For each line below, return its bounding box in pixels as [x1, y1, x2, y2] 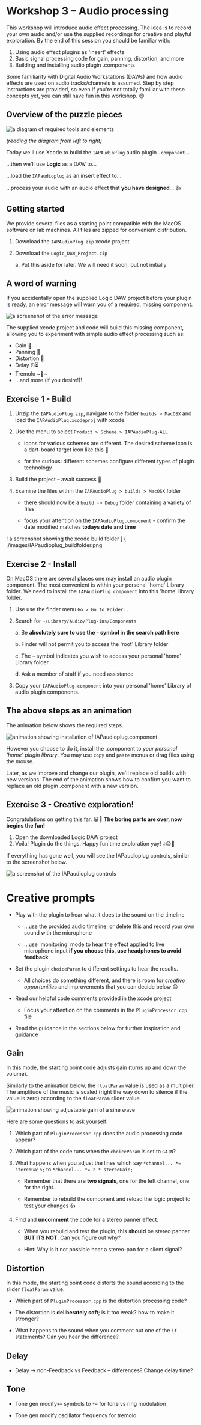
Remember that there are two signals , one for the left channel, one [23, 1177, 190, 1185]
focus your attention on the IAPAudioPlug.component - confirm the [23, 517, 186, 524]
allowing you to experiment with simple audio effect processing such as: [6, 331, 185, 338]
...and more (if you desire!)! [14, 377, 83, 384]
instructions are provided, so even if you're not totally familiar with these [6, 85, 185, 93]
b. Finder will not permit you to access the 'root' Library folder [14, 641, 169, 647]
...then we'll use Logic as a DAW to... [6, 160, 97, 168]
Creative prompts [6, 891, 95, 905]
